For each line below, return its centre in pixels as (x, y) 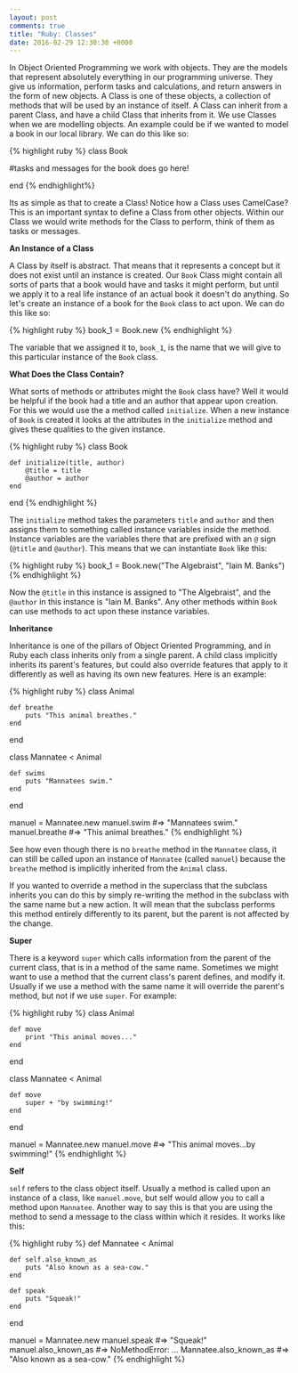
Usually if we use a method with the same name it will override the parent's (147, 987)
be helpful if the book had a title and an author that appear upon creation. (144, 401)
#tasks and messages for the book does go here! (99, 168)
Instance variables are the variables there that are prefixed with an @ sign (143, 539)
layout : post (33, 17)
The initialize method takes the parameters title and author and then (142, 520)
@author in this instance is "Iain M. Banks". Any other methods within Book (143, 602)
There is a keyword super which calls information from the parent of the (140, 958)
